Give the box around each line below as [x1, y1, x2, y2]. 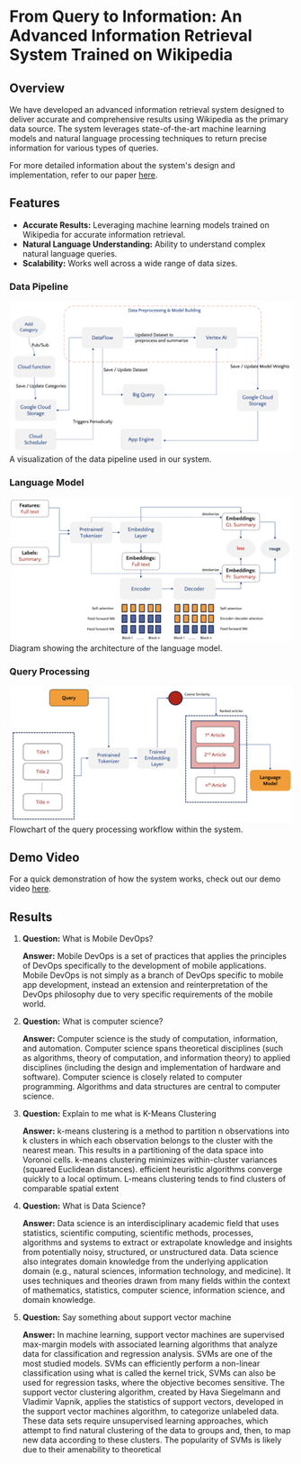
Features [9, 195, 60, 211]
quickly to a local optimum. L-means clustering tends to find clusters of [22, 1173, 287, 1185]
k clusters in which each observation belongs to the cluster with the [22, 1135, 274, 1146]
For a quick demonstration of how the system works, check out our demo [9, 873, 281, 884]
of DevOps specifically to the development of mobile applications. [22, 961, 267, 971]
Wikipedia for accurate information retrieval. [22, 229, 186, 239]
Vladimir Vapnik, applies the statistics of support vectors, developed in [22, 1396, 284, 1407]
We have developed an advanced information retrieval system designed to [9, 104, 285, 114]
